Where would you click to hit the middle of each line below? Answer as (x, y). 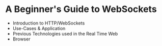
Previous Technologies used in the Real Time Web (65, 33)
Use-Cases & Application (39, 28)
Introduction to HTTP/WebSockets (49, 23)
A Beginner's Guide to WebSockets (81, 9)
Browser (21, 39)
